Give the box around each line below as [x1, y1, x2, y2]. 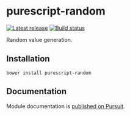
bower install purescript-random [6, 70, 92, 76]
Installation [6, 53, 50, 64]
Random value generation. [6, 36, 73, 43]
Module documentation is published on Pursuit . [6, 102, 125, 110]
